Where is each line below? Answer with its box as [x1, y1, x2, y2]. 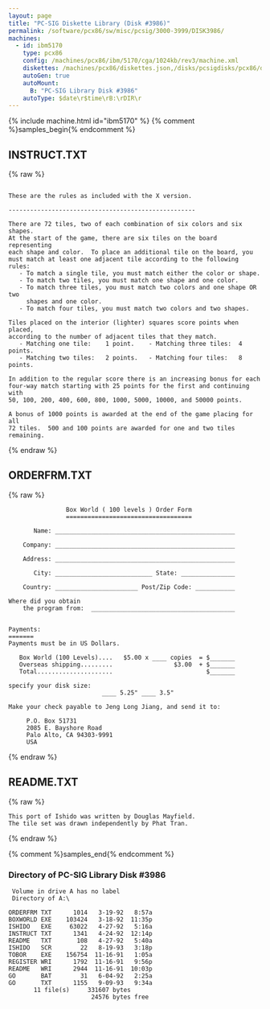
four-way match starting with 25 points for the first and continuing [8, 382, 250, 390]
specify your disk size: [8, 682, 92, 690]
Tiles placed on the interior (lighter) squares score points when [8, 319, 239, 327]
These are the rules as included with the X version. [8, 192, 193, 200]
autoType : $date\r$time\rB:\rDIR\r [22, 94, 142, 102]
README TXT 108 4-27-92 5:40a [8, 937, 153, 945]
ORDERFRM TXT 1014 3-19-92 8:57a [8, 908, 153, 916]
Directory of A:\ [11, 894, 70, 902]
